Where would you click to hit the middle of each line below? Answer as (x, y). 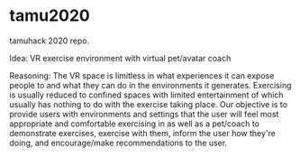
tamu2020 (50, 16)
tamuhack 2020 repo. (50, 41)
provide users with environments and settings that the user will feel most (144, 114)
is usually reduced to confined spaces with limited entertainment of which (146, 95)
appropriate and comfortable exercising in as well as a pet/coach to (134, 124)
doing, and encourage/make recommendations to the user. (118, 143)
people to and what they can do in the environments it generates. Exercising (150, 85)
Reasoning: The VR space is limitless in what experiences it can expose (142, 75)
